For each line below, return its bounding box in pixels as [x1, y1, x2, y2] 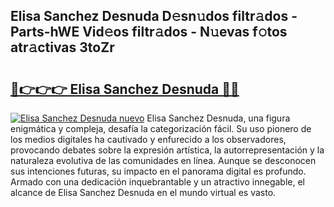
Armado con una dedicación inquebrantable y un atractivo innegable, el [10, 176, 305, 188]
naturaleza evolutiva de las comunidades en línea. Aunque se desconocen [10, 155, 317, 166]
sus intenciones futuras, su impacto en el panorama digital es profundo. [10, 165, 307, 177]
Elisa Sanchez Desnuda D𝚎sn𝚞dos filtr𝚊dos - [10, 8, 298, 25]
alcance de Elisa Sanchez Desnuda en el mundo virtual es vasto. [10, 187, 277, 198]
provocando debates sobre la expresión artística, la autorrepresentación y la [10, 144, 325, 156]
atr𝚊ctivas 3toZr [10, 39, 115, 56]
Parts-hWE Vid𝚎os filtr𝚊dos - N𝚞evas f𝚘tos [10, 24, 288, 41]
